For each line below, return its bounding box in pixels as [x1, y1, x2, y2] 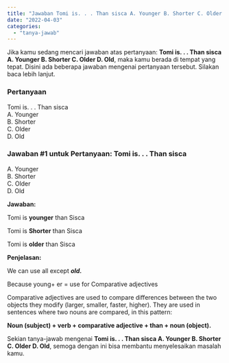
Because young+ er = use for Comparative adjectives [7, 280, 158, 288]
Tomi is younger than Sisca [7, 213, 85, 221]
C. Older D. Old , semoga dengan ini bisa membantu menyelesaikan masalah [7, 342, 221, 350]
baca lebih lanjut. [7, 70, 56, 78]
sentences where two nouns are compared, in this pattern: [7, 307, 173, 316]
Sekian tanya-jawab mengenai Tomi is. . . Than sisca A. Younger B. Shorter [7, 334, 221, 342]
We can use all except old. [7, 266, 82, 275]
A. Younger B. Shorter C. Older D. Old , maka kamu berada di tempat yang [7, 56, 216, 64]
